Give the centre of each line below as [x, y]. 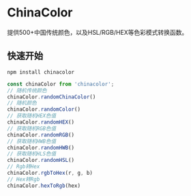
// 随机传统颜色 [27, 90]
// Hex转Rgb [24, 179]
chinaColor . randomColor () [44, 110]
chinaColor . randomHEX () [41, 122]
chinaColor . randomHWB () [41, 148]
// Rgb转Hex [24, 167]
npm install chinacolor [41, 72]
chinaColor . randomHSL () [41, 160]
